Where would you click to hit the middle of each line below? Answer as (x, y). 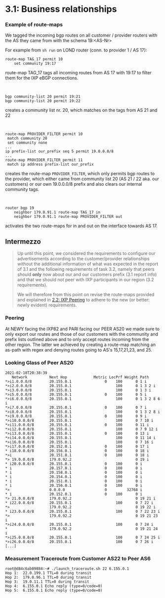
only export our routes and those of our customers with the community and (82, 334)
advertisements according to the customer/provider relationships (83, 259)
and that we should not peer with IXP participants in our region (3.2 (85, 280)
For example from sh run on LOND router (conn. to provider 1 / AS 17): (76, 50)
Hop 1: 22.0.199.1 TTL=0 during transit (48, 573)
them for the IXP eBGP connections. (42, 78)
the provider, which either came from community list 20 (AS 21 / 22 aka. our (82, 179)
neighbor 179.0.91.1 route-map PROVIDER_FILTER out (68, 217)
